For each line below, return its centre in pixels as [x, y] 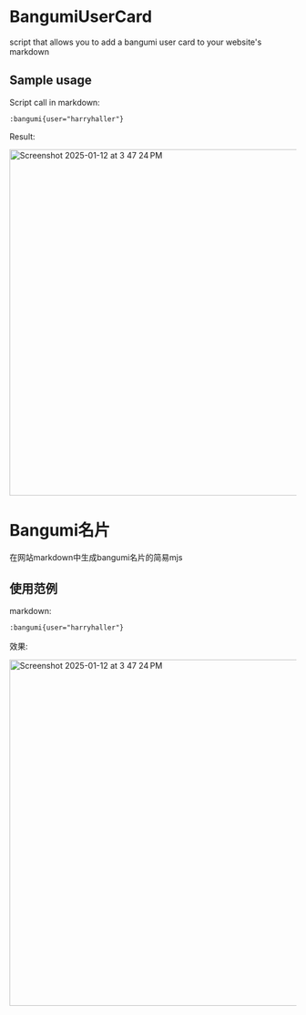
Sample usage [51, 81]
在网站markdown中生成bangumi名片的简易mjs [96, 557]
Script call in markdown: [55, 102]
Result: [22, 136]
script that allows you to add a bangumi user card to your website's [136, 42]
